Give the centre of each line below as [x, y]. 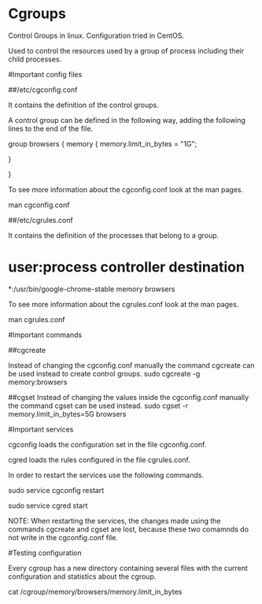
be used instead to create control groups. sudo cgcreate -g [104, 373]
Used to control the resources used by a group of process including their [126, 50]
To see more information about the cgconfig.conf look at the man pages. [126, 189]
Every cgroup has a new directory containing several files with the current [128, 568]
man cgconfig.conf [39, 205]
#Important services [41, 429]
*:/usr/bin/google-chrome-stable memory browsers [92, 289]
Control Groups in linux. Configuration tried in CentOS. [96, 35]
